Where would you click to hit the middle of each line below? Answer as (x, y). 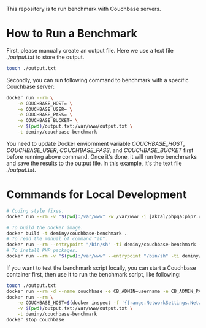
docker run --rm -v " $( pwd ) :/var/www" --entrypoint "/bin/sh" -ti (93, 256)
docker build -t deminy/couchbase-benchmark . (67, 233)
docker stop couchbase (35, 320)
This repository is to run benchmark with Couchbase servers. (84, 9)
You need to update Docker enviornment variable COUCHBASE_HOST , (96, 143)
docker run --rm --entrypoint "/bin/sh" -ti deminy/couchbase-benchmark (101, 245)
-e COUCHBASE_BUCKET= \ (48, 121)
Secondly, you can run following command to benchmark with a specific (97, 80)
